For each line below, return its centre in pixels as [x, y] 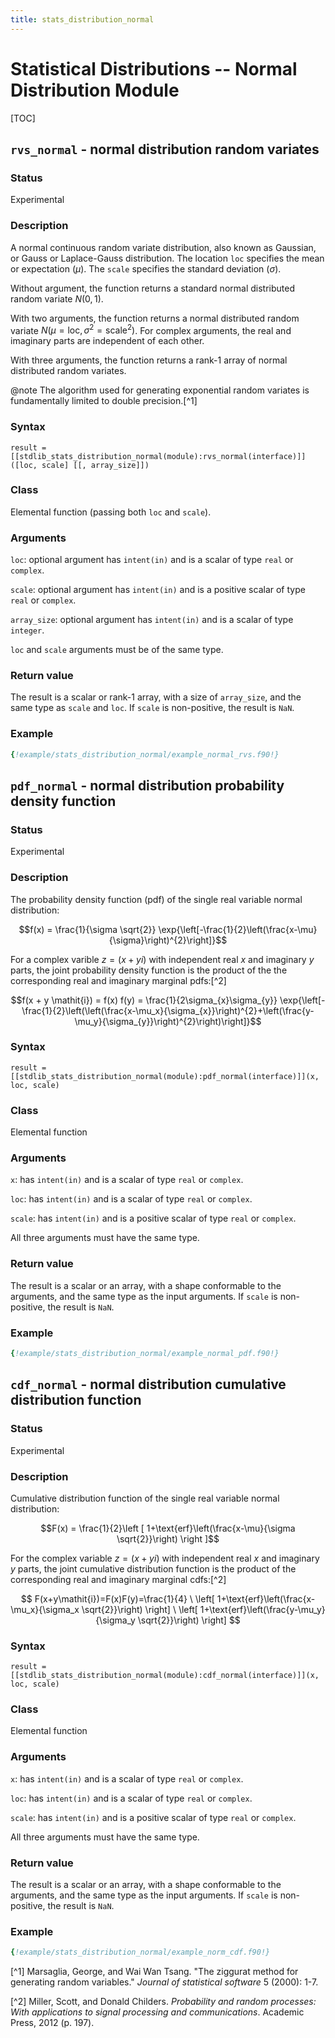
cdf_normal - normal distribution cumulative [148, 1384]
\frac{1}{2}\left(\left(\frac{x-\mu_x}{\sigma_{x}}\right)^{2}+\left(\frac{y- [168, 1010]
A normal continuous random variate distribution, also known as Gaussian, [163, 247]
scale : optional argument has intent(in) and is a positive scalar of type [158, 590]
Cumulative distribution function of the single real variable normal [145, 1498]
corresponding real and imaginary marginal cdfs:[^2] [118, 1579]
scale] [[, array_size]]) [95, 465]
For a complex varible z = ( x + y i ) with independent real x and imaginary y [162, 959]
